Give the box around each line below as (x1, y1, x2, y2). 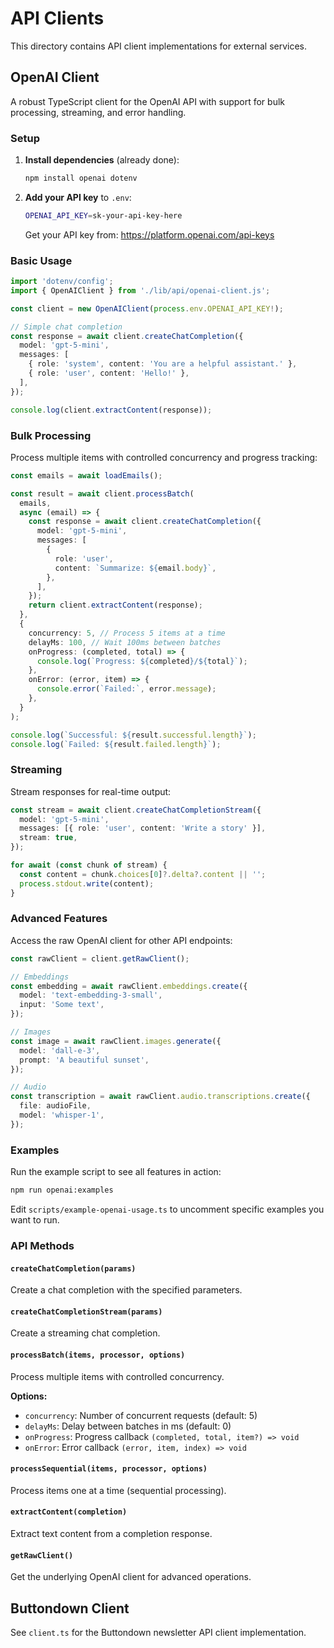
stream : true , (19, 833, 78, 843)
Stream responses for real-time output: (10, 785, 172, 797)
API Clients (10, 7, 105, 30)
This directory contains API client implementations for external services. (10, 40, 308, 52)
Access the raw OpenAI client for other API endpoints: (10, 934, 233, 946)
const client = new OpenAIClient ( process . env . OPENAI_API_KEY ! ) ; (10, 303, 284, 314)
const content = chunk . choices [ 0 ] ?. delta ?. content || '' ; (19, 869, 267, 879)
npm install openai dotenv (24, 173, 138, 184)
